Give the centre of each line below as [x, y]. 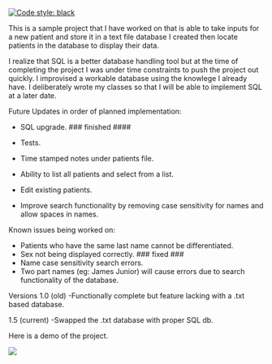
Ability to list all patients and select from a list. [97, 174]
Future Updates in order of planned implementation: [95, 111]
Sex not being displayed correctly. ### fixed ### [102, 254]
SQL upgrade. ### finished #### [76, 127]
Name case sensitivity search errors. [82, 263]
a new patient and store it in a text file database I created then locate [123, 37]
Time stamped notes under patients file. [87, 158]
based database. [37, 304]
